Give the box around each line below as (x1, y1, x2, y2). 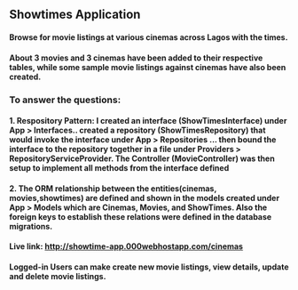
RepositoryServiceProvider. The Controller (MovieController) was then (9, 153, 275, 164)
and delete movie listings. (9, 270, 106, 281)
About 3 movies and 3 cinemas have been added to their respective (9, 52, 263, 63)
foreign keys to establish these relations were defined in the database (9, 211, 272, 222)
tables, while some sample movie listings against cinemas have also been (9, 61, 286, 72)
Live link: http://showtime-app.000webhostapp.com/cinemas (9, 241, 244, 252)
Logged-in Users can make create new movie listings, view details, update (9, 262, 289, 272)
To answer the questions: (9, 93, 122, 106)
